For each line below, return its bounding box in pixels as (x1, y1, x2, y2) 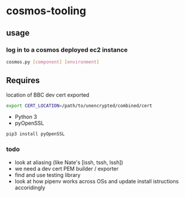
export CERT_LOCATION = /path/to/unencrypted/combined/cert (6, 103, 152, 109)
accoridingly (14, 184, 46, 191)
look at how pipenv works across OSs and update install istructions (14, 177, 179, 185)
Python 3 (14, 113, 37, 120)
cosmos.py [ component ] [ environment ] (6, 59, 100, 65)
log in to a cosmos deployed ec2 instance (6, 46, 128, 54)
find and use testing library (14, 171, 81, 179)
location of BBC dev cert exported (6, 91, 90, 99)
